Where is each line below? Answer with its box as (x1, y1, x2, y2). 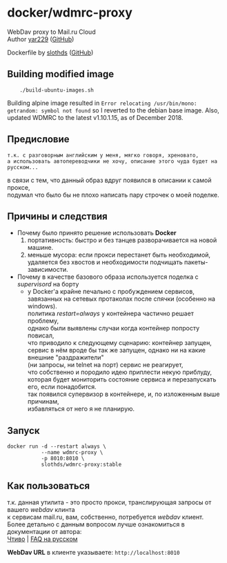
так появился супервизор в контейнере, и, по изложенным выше (27, 390, 220, 398)
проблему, (27, 317, 59, 325)
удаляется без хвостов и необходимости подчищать (27, 258, 183, 266)
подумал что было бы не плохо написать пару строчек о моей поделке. (7, 190, 219, 199)
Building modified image (7, 68, 115, 80)
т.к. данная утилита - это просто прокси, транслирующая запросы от (7, 498, 212, 506)
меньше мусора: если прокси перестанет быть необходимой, (27, 250, 211, 259)
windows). (27, 302, 57, 310)
